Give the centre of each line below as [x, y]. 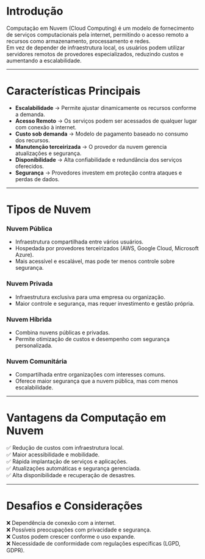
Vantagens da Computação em [86, 418]
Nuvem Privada [30, 284]
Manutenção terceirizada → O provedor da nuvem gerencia [91, 146]
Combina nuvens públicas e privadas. [63, 332]
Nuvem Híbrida [29, 319]
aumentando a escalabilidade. [44, 60]
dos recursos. [33, 140]
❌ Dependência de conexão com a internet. [61, 523]
